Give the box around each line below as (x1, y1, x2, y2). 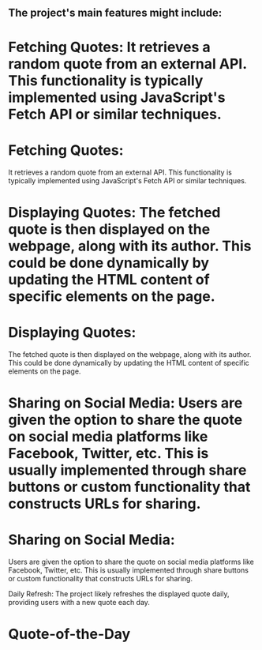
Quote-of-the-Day (8, 625, 131, 643)
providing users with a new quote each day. (8, 597, 150, 607)
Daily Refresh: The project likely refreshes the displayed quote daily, (8, 588, 230, 599)
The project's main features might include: (8, 6, 223, 20)
